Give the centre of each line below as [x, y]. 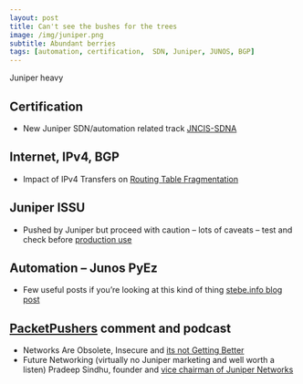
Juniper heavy [37, 78]
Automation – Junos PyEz [84, 268]
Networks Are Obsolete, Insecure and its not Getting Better [133, 350]
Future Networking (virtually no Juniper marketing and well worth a [149, 360]
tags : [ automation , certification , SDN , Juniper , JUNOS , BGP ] [132, 52]
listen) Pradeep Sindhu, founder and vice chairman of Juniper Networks [158, 369]
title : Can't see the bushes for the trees [94, 26]
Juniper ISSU [47, 208]
